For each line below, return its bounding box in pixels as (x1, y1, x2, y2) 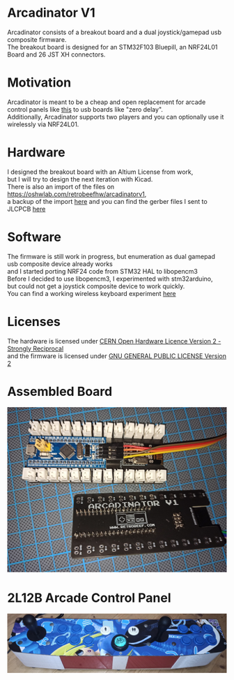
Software (7, 229, 61, 245)
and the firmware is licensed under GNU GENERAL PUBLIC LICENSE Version (7, 351, 226, 360)
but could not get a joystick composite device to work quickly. (7, 281, 185, 290)
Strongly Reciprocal (7, 344, 64, 353)
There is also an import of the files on (7, 182, 115, 191)
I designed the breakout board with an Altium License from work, (7, 168, 194, 176)
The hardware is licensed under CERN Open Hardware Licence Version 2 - (7, 337, 221, 345)
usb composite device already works (7, 260, 113, 268)
